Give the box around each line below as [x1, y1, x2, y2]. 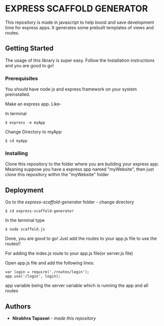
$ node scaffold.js [5, 227, 45, 232]
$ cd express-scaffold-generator [5, 209, 74, 214]
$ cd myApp [5, 139, 28, 143]
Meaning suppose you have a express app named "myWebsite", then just [5, 166, 154, 172]
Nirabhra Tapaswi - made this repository [12, 315, 96, 321]
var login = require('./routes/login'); [5, 270, 90, 275]
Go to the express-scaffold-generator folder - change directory [5, 199, 134, 205]
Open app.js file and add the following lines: [5, 260, 95, 266]
